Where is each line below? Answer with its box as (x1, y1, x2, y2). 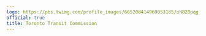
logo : (6, 9, 20, 15)
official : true (6, 15, 45, 21)
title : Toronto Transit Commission (6, 20, 97, 26)
